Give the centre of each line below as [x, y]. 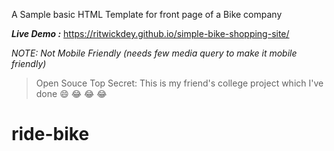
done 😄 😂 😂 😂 [71, 93]
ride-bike [50, 134]
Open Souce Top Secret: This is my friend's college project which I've [179, 83]
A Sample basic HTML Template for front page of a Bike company [147, 14]
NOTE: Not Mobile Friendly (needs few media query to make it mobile [154, 53]
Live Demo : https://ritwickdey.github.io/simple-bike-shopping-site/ [150, 33]
